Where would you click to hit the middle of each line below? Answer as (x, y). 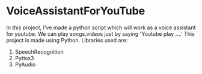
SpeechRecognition (39, 51)
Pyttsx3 (24, 58)
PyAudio (25, 64)
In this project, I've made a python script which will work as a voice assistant (101, 27)
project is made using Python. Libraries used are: (67, 40)
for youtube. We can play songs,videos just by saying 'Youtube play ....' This (101, 33)
